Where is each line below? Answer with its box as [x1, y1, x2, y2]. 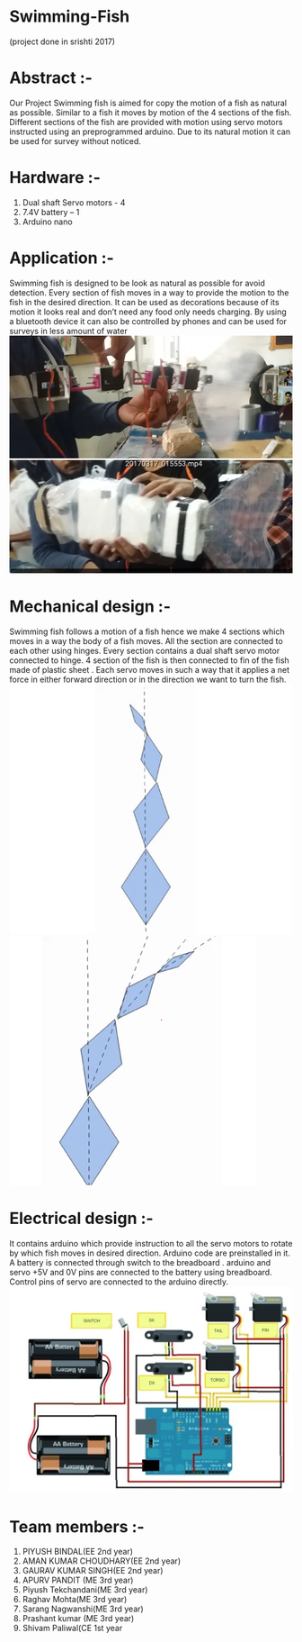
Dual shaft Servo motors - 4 [22, 196, 126, 208]
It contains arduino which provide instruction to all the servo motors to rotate [9, 1238, 293, 1248]
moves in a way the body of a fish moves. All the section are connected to [9, 636, 283, 647]
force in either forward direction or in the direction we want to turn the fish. [9, 674, 287, 685]
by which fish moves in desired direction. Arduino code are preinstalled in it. [9, 1247, 290, 1258]
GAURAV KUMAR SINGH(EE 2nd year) [22, 1565, 164, 1576]
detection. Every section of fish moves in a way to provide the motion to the [9, 286, 289, 298]
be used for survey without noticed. [9, 135, 142, 146]
